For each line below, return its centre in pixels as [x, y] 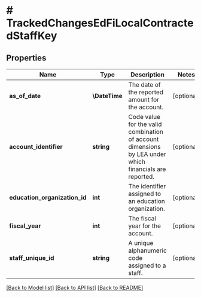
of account [144, 139]
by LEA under [147, 154]
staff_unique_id [32, 258]
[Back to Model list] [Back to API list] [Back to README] [75, 288]
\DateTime [107, 96]
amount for [144, 99]
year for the [145, 226]
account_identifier [36, 147]
